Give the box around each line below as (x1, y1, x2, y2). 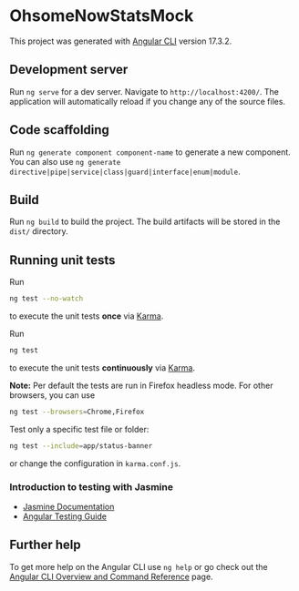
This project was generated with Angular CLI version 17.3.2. (9, 36, 232, 46)
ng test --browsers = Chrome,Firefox (9, 407, 145, 416)
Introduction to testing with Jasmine (9, 480, 173, 493)
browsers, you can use (9, 389, 96, 401)
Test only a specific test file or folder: (9, 423, 149, 434)
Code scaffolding (9, 122, 109, 138)
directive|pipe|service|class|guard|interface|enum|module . (9, 166, 241, 177)
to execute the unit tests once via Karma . (9, 311, 164, 321)
